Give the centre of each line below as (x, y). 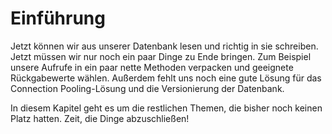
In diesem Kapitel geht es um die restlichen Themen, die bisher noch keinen (166, 108)
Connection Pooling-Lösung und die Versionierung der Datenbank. (147, 88)
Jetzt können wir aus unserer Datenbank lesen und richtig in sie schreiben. (164, 46)
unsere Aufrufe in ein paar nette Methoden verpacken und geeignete (152, 67)
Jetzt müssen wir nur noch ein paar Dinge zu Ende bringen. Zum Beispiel (161, 56)
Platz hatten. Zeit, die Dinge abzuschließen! (100, 118)
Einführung (58, 18)
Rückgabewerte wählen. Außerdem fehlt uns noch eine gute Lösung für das (166, 78)
